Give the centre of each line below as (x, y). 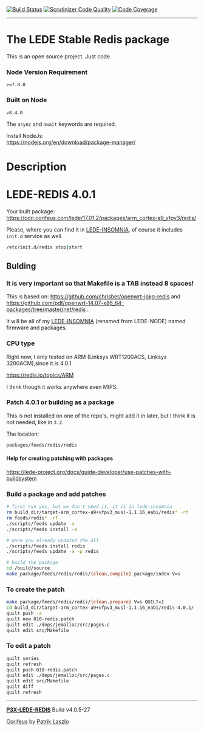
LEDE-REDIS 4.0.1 (51, 194)
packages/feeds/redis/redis (42, 445)
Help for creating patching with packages (60, 458)
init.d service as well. (35, 236)
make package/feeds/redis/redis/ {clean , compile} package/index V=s (93, 574)
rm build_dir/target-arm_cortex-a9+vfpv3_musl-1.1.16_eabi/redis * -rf (97, 513)
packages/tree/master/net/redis (46, 309)
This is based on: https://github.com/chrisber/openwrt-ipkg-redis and (93, 297)
